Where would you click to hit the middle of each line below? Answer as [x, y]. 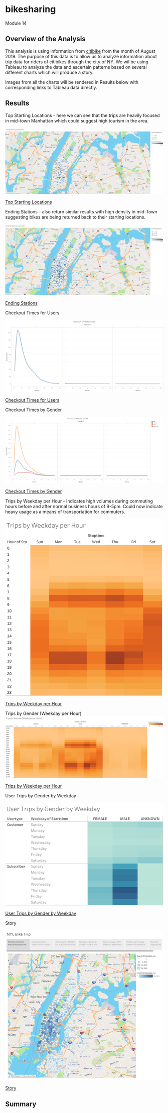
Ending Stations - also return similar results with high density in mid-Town [81, 212]
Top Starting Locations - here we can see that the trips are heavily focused [82, 115]
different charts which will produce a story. [49, 72]
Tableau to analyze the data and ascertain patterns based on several [76, 67]
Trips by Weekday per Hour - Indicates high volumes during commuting [79, 501]
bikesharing [31, 9]
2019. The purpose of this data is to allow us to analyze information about [81, 56]
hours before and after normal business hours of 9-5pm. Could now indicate [84, 507]
